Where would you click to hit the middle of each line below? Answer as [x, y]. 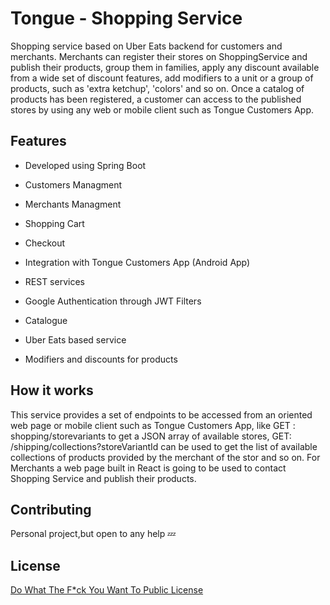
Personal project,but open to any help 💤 [93, 534]
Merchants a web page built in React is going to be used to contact [148, 468]
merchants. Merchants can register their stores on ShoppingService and [159, 56]
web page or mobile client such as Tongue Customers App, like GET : [153, 425]
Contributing [51, 509]
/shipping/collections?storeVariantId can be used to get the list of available [164, 446]
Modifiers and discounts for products [101, 359]
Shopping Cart [54, 223]
